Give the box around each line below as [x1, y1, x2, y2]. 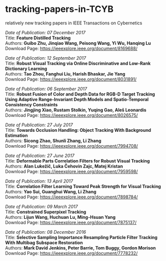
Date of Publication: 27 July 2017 [5, 122, 73, 128]
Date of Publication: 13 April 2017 [5, 178, 74, 184]
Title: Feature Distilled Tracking [5, 35, 71, 41]
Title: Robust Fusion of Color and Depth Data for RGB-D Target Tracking [5, 91, 155, 97]
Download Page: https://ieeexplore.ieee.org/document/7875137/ [5, 219, 137, 225]
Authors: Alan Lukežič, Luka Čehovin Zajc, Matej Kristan [5, 163, 123, 169]
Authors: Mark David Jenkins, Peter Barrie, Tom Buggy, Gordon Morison [5, 245, 156, 251]
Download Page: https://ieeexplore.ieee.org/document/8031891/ [5, 76, 137, 82]
